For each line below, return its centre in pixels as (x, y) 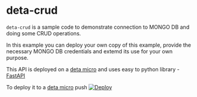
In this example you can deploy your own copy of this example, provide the (99, 45)
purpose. (17, 57)
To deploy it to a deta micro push (47, 87)
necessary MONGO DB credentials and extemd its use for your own (89, 51)
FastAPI (16, 75)
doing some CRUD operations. (44, 33)
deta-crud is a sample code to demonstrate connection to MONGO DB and (98, 27)
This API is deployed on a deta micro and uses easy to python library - (93, 69)
